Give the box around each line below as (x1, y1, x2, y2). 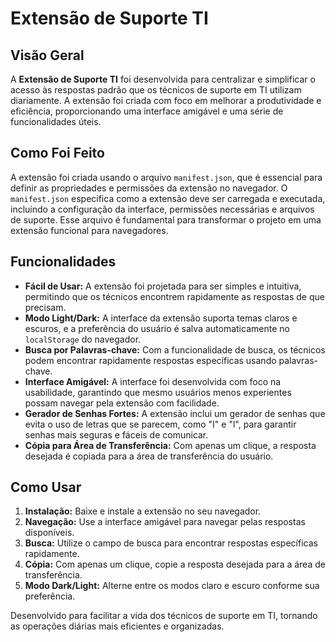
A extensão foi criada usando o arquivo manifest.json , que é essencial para (10, 171, 323, 183)
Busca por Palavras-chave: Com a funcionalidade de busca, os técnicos (24, 343, 326, 356)
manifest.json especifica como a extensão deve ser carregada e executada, (10, 192, 326, 204)
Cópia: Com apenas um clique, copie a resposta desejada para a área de (24, 558, 326, 571)
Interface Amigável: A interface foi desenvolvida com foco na (24, 375, 282, 387)
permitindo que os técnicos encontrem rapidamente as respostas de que (24, 290, 325, 302)
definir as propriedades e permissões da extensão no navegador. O (10, 182, 288, 194)
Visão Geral (10, 47, 85, 64)
